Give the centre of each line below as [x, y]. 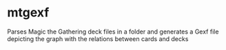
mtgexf [28, 13]
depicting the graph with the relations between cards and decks [98, 38]
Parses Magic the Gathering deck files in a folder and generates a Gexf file [113, 32]
